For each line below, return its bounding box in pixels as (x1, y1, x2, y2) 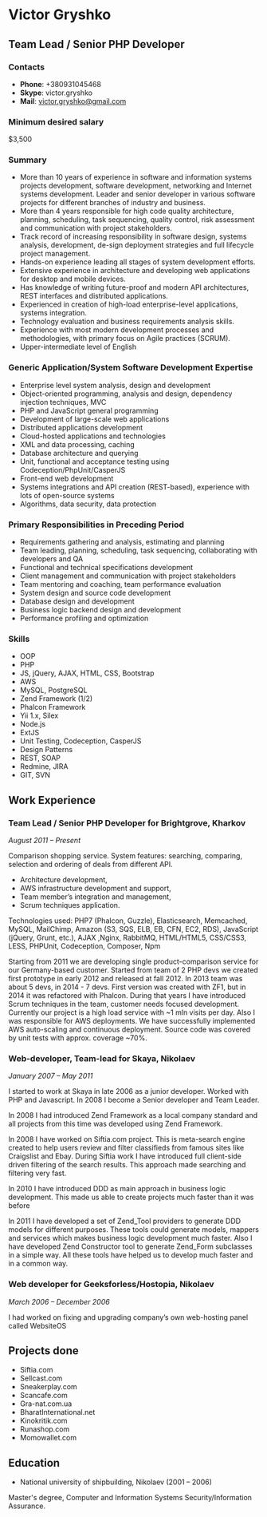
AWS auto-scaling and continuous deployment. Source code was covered (8, 1024, 251, 1035)
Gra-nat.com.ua (19, 1399, 73, 1408)
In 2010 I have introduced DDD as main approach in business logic (8, 1184, 226, 1194)
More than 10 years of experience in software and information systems (19, 172, 253, 182)
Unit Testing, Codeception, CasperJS (19, 736, 142, 746)
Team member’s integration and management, (19, 892, 171, 901)
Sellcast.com (19, 1373, 63, 1383)
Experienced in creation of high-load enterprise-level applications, (19, 299, 238, 309)
